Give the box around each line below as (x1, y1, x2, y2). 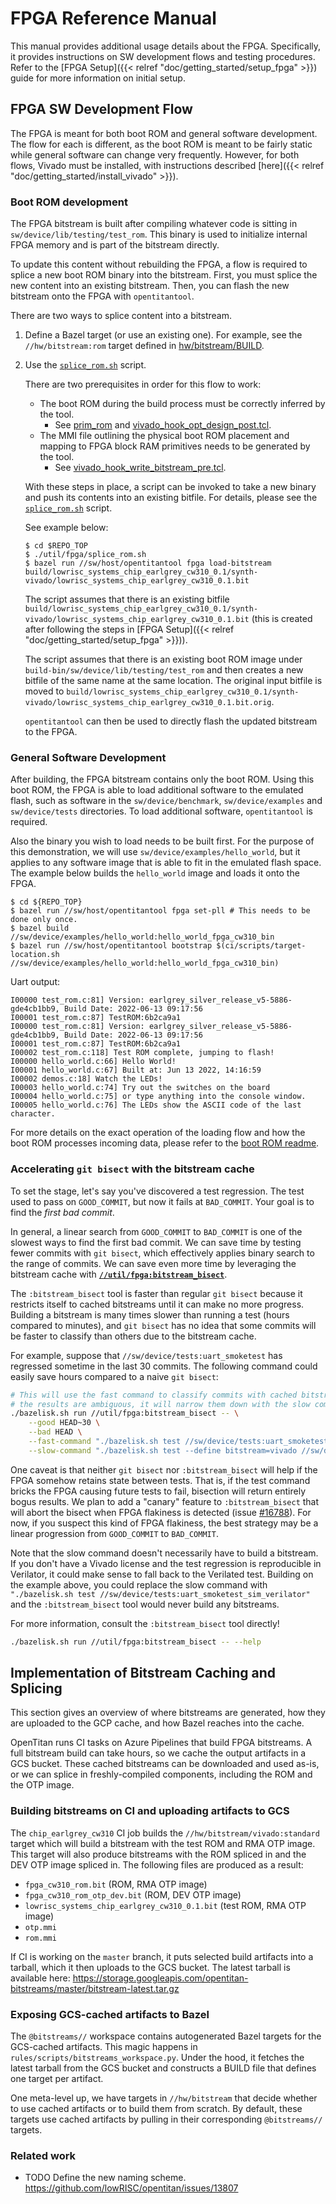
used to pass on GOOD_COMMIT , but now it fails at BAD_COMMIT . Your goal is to (10, 1195, 315, 1207)
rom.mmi (24, 1933, 57, 1943)
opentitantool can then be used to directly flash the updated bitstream (24, 715, 318, 727)
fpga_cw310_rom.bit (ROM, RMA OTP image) (24, 1878, 208, 1890)
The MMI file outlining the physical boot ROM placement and (39, 430, 290, 442)
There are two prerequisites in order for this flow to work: (24, 378, 262, 391)
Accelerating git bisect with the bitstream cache (10, 1162, 255, 1176)
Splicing (10, 1680, 63, 1697)
